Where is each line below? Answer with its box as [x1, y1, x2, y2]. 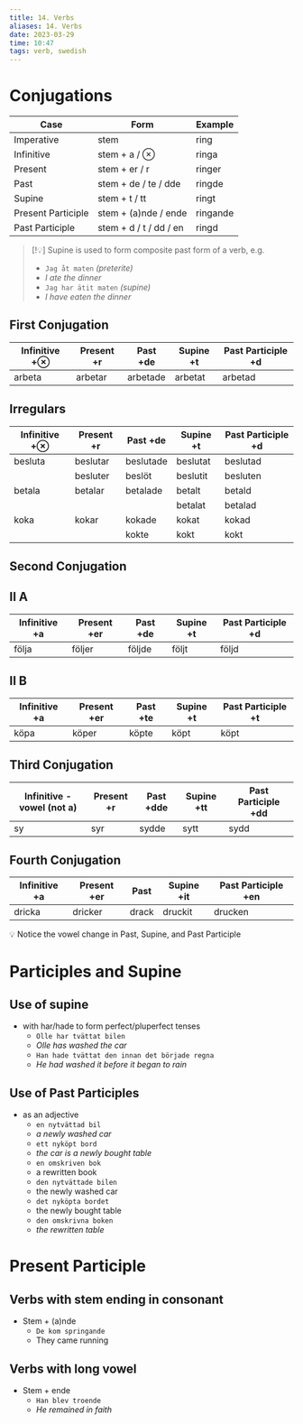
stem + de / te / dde [97, 178, 181, 190]
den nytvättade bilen [35, 1179, 117, 1188]
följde [127, 643, 152, 655]
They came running [35, 1335, 109, 1345]
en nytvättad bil [35, 1121, 102, 1130]
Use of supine [9, 996, 89, 1012]
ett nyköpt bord [35, 1140, 97, 1149]
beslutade [124, 455, 169, 467]
